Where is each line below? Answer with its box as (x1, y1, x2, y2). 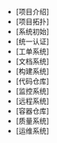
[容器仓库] (15, 106, 50, 115)
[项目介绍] (15, 7, 50, 16)
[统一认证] (15, 37, 50, 46)
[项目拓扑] (15, 17, 50, 26)
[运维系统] (15, 126, 50, 135)
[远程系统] (15, 96, 50, 106)
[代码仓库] (15, 76, 50, 86)
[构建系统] (15, 67, 50, 75)
